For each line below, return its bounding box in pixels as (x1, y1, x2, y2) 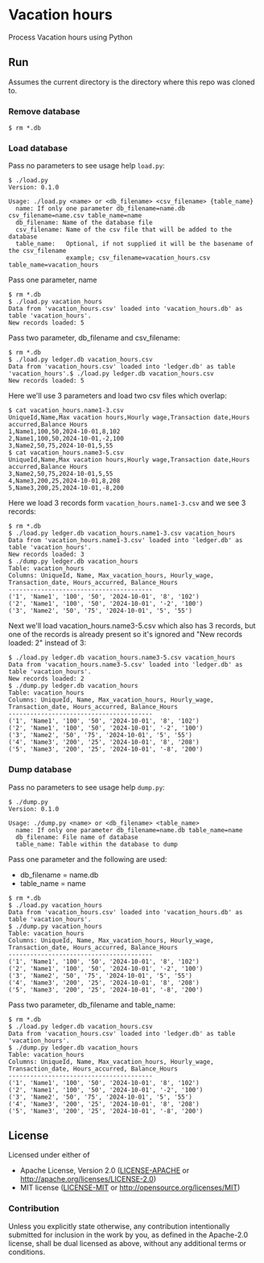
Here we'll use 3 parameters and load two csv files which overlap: (8, 391, 227, 400)
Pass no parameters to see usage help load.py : (8, 161, 165, 171)
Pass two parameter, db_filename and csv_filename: (8, 333, 180, 343)
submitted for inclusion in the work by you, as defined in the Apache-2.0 (8, 1230, 248, 1240)
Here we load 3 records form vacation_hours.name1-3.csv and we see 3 (8, 498, 246, 508)
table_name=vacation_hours (8, 261, 99, 269)
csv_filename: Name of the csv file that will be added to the (15, 226, 232, 234)
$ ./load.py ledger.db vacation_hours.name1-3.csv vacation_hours (8, 529, 236, 537)
